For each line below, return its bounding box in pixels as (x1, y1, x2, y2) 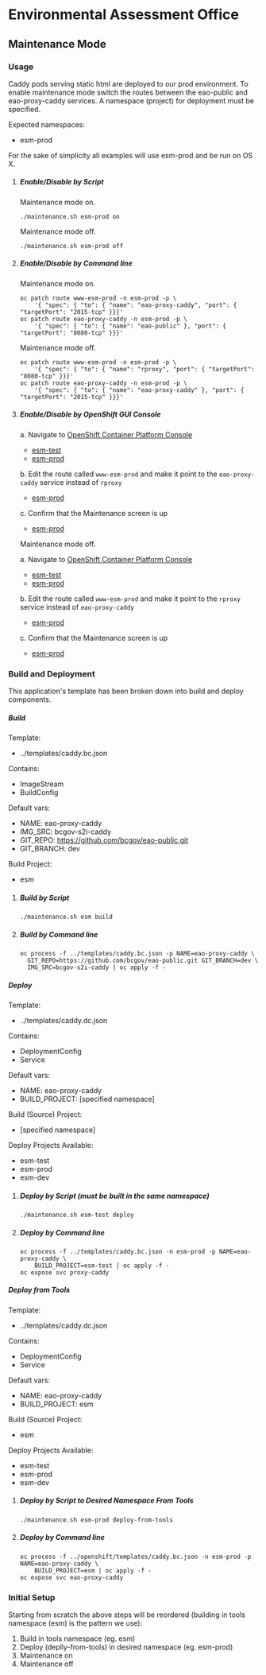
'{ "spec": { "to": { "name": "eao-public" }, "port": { (34, 322, 227, 330)
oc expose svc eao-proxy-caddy (19, 1573, 124, 1581)
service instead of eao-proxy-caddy (19, 602, 135, 611)
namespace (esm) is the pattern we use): (8, 1619, 143, 1628)
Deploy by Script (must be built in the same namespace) (19, 1191, 210, 1200)
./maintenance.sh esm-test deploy (19, 1211, 134, 1219)
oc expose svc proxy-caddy (19, 1268, 110, 1277)
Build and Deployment (8, 668, 95, 679)
